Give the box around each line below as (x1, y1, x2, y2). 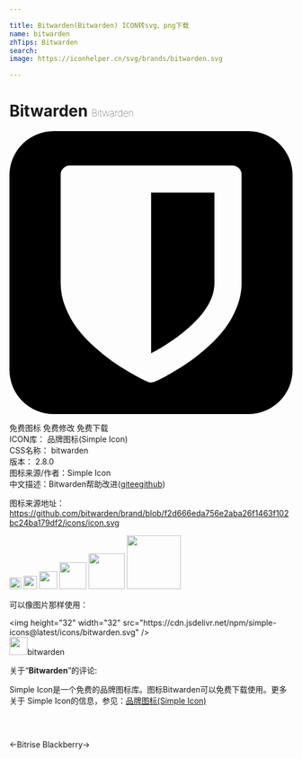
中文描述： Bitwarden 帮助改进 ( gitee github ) (9, 479, 166, 490)
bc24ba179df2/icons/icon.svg (9, 517, 120, 528)
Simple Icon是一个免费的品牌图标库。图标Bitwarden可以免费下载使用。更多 (9, 684, 288, 695)
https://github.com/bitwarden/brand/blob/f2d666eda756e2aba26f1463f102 (9, 508, 289, 519)
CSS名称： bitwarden (9, 446, 89, 456)
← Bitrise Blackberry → (9, 739, 91, 750)
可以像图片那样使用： (9, 599, 88, 611)
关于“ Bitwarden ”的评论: (9, 666, 98, 676)
